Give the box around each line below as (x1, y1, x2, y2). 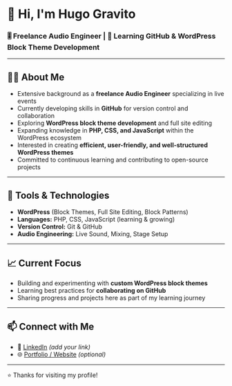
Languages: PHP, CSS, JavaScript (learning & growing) (17, 215, 175, 224)
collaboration (17, 112, 55, 120)
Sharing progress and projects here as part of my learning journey (17, 293, 206, 302)
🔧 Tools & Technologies (7, 189, 110, 201)
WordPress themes (17, 148, 74, 157)
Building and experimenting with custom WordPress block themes (17, 279, 209, 287)
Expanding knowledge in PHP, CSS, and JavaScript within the (17, 126, 194, 135)
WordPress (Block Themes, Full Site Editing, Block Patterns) (17, 208, 188, 216)
